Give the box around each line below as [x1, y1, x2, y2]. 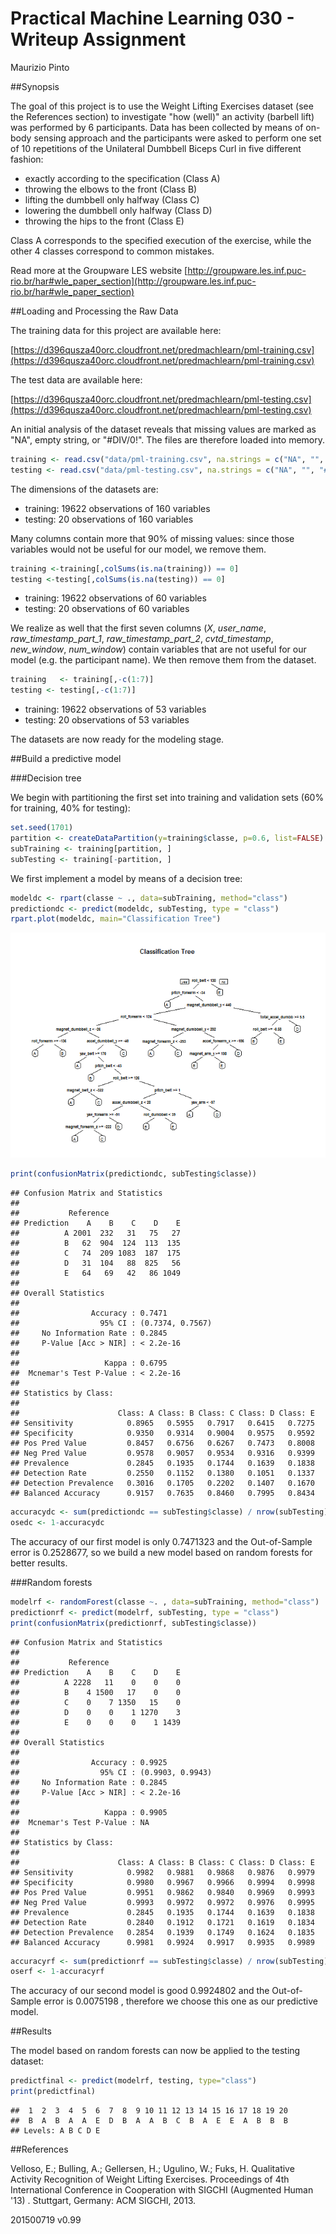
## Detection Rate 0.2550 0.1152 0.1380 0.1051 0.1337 [10, 1468, 315, 1479]
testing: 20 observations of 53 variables [24, 714, 190, 726]
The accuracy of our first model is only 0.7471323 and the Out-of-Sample [10, 1535, 313, 1547]
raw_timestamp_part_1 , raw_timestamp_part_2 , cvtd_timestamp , [10, 633, 274, 645]
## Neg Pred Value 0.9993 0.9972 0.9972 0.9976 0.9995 [10, 1897, 315, 1907]
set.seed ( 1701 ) [10, 823, 74, 833]
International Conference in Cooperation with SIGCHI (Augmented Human [10, 2184, 314, 2196]
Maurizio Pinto [10, 61, 70, 73]
